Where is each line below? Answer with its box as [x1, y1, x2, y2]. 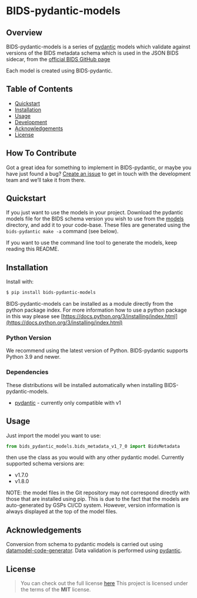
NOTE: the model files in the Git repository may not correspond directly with [6, 489, 190, 496]
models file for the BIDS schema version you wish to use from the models [6, 215, 184, 222]
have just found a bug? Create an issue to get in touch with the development [6, 170, 191, 177]
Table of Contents [6, 84, 74, 94]
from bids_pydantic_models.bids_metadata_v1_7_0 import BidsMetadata [6, 443, 181, 449]
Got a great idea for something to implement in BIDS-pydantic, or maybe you [6, 164, 192, 171]
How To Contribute [6, 148, 77, 158]
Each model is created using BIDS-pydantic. [6, 67, 113, 74]
